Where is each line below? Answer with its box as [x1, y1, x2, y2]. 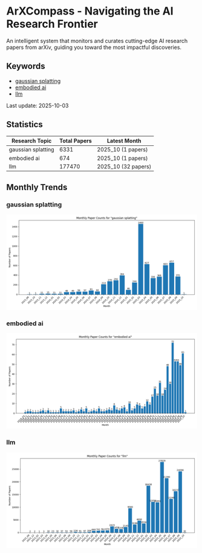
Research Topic [11, 137, 52, 145]
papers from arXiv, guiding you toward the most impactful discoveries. [6, 44, 182, 51]
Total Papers [59, 137, 92, 145]
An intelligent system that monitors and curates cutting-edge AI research [6, 37, 188, 44]
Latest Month [106, 137, 142, 145]
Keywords [6, 61, 45, 71]
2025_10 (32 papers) [96, 162, 152, 170]
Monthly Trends [6, 182, 68, 192]
